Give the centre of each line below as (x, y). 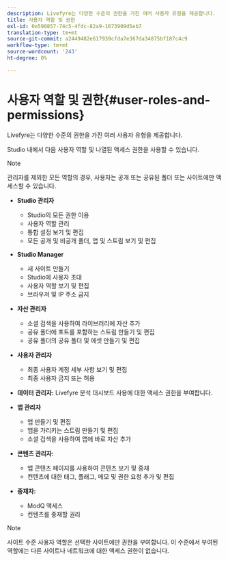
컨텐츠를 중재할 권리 (54, 514)
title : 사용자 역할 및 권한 (41, 20)
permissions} (46, 115)
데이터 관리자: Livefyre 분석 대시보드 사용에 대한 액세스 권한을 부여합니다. (115, 392)
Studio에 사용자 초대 (54, 277)
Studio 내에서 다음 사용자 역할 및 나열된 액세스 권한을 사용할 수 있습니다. (103, 149)
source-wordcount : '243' (42, 52)
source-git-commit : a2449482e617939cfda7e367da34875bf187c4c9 (97, 39)
